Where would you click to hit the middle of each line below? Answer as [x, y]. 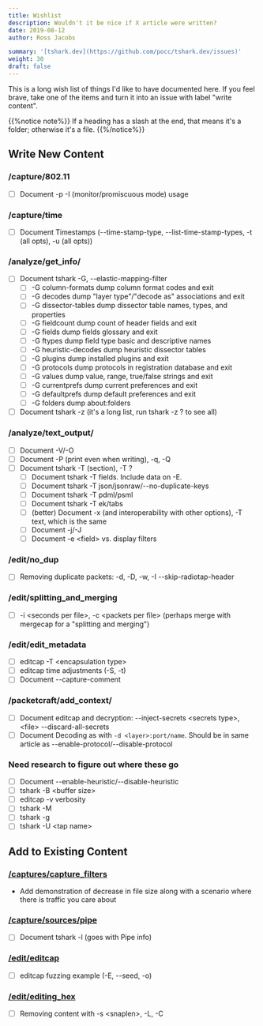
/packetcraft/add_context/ [60, 701]
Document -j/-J [56, 530]
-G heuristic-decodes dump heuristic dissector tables [119, 349]
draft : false [30, 67]
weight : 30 [26, 59]
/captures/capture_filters [58, 874]
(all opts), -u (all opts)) [56, 241]
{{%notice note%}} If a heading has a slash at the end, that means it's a [125, 121]
